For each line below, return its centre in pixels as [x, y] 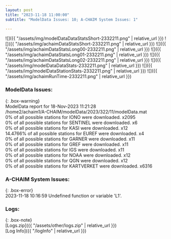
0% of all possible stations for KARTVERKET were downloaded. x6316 [79, 166]
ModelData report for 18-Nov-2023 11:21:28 [51, 106]
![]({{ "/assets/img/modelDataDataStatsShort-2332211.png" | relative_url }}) [84, 38]
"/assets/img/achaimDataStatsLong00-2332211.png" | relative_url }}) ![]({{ [83, 50]
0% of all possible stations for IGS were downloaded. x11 [65, 150]
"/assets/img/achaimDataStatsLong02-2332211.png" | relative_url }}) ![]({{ [83, 60]
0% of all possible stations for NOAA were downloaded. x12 [68, 155]
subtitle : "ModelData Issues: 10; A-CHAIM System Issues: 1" [72, 19]
